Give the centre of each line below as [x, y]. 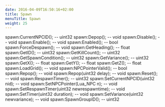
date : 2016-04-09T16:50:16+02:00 [39, 10]
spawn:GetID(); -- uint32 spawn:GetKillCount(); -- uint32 [63, 53]
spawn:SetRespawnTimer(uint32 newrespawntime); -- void [65, 89]
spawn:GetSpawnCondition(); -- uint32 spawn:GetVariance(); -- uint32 [77, 58]
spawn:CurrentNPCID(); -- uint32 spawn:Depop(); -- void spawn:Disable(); [81, 37]
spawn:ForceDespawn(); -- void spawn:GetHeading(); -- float [68, 47]
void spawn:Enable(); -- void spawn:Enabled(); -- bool [63, 43]
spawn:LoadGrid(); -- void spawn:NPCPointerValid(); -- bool [66, 68]
